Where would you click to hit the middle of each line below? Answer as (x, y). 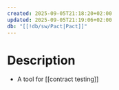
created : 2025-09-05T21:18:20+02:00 (60, 13)
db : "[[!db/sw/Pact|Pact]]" (47, 26)
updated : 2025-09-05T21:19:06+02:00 (60, 20)
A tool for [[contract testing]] (58, 79)
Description (41, 60)
